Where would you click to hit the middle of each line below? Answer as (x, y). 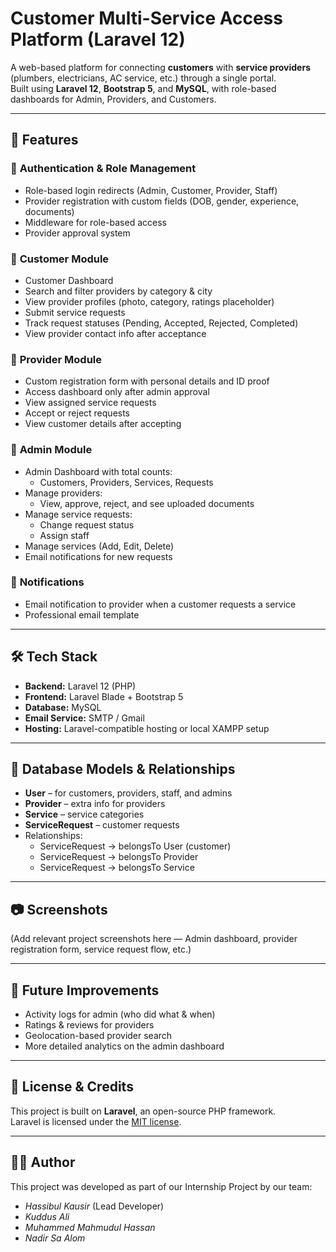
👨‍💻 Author (43, 1162)
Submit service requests (75, 312)
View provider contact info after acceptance (115, 333)
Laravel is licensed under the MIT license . (96, 1121)
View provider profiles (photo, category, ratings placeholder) (149, 301)
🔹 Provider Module (56, 359)
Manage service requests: (78, 514)
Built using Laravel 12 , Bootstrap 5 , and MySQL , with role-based (143, 88)
